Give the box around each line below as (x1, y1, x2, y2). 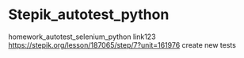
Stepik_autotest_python (8, 6, 170, 24)
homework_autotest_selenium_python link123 (8, 32, 156, 41)
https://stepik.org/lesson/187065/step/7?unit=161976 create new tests (8, 40, 236, 49)
